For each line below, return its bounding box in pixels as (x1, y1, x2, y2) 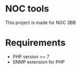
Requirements (5, 37, 66, 48)
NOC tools (5, 3, 49, 14)
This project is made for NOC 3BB (5, 19, 76, 25)
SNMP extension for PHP (12, 58, 65, 65)
